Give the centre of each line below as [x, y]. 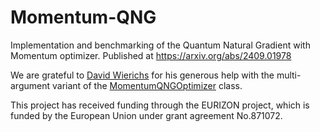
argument [30, 85]
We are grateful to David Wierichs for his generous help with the [142, 75]
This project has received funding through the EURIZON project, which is [160, 105]
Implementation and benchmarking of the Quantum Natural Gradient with [160, 45]
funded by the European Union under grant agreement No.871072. [146, 115]
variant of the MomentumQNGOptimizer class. [147, 85]
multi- [289, 75]
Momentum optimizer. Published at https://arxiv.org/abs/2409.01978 [151, 55]
